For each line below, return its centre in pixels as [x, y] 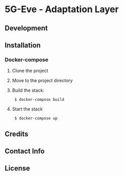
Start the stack [27, 109]
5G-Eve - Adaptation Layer [62, 9]
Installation [23, 45]
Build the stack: [28, 90]
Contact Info [25, 151]
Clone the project [30, 71]
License [17, 168]
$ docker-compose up [36, 118]
